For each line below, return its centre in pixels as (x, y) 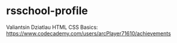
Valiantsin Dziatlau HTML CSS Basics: (52, 27)
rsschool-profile (47, 11)
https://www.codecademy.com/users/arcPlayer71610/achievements (89, 33)
